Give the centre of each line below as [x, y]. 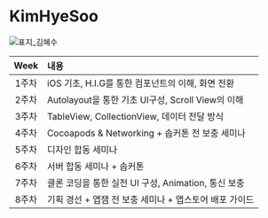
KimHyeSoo [54, 16]
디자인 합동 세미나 [83, 150]
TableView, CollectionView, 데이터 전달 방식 [136, 116]
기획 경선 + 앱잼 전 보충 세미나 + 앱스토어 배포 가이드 [151, 199]
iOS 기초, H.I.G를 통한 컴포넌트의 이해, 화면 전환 [141, 83]
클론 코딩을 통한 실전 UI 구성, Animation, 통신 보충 [146, 183]
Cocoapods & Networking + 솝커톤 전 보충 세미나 [146, 133]
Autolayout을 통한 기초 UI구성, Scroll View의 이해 [146, 99]
